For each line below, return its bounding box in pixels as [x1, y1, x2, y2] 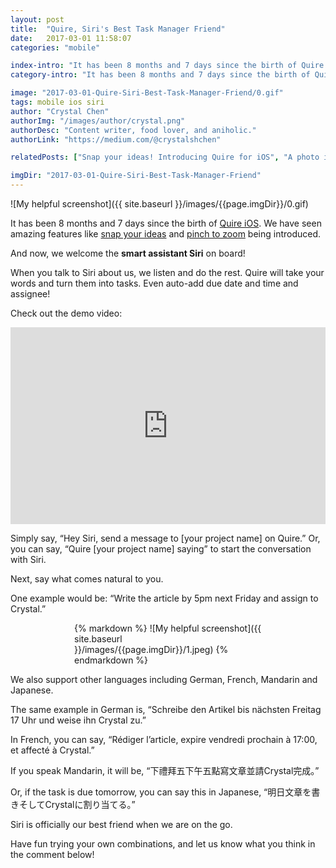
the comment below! [10, 849, 95, 860]
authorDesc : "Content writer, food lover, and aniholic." [10, 125, 257, 135]
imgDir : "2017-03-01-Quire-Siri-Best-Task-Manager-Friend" [10, 171, 262, 181]
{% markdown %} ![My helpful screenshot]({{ [74, 622, 262, 634]
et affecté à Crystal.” [10, 744, 95, 756]
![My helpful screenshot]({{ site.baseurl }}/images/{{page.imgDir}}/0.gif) [10, 198, 309, 210]
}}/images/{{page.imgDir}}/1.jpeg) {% [74, 644, 229, 655]
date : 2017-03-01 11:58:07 [10, 33, 132, 43]
